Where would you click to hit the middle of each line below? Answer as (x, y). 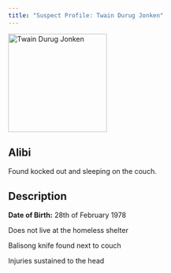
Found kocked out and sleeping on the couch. (83, 172)
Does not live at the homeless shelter (68, 231)
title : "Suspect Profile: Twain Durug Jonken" (86, 15)
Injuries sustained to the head (56, 261)
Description (37, 196)
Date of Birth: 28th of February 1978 (67, 215)
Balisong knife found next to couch (65, 245)
